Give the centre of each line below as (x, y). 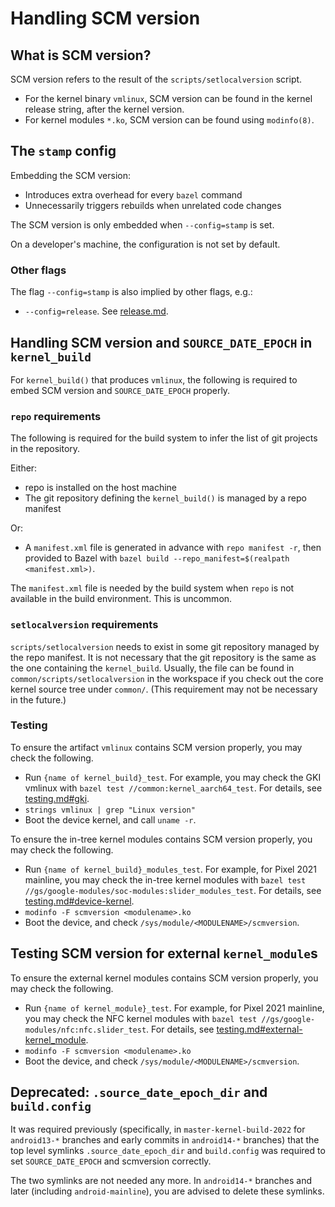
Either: (24, 468)
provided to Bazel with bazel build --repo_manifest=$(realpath (157, 558)
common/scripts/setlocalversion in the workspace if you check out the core (167, 678)
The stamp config (63, 151)
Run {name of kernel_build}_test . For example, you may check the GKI (173, 777)
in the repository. (45, 449)
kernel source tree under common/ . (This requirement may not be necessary (164, 689)
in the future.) (38, 699)
